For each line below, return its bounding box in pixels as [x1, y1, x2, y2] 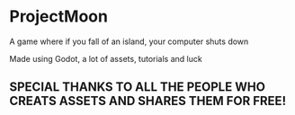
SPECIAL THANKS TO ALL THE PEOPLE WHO [9, 79, 265, 95]
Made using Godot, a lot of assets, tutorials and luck [9, 53, 202, 64]
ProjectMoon [9, 6, 108, 27]
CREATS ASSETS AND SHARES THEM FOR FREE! [9, 93, 286, 109]
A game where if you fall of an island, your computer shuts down [9, 36, 249, 47]
